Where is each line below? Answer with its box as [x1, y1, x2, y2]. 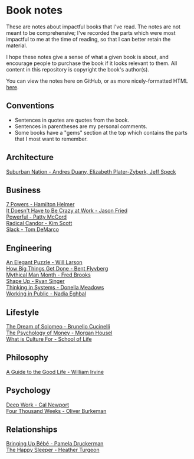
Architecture [6, 152, 54, 162]
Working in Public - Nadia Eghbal [6, 290, 87, 297]
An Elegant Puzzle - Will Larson [6, 259, 83, 266]
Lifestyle [6, 307, 40, 317]
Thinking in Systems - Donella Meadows [6, 284, 104, 291]
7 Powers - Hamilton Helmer [6, 201, 75, 208]
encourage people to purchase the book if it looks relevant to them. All [6, 60, 177, 67]
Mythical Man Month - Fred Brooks [6, 271, 91, 278]
